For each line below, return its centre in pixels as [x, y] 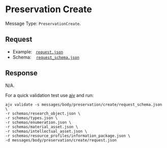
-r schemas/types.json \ [31, 118]
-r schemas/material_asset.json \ [42, 127]
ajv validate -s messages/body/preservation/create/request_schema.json [84, 105]
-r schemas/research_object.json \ [43, 113]
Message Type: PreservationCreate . [43, 23]
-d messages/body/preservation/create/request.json [61, 140]
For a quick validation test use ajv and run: [49, 95]
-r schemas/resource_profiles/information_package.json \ [68, 136]
